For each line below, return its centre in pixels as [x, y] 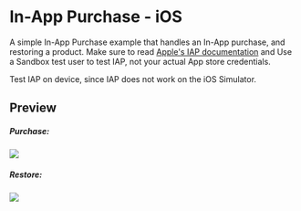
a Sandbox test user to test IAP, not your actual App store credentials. [140, 61]
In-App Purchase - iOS [96, 17]
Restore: [26, 174]
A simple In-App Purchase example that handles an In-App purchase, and [147, 42]
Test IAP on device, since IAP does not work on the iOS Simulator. [133, 79]
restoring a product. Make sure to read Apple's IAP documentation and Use [151, 51]
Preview [33, 108]
